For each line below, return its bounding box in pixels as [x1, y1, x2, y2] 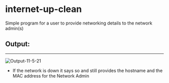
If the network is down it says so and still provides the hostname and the [12, 67, 163, 73]
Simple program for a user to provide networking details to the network [5, 20, 152, 26]
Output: [5, 40, 30, 48]
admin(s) [5, 25, 24, 31]
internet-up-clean [5, 3, 82, 15]
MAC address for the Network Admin [12, 72, 90, 78]
